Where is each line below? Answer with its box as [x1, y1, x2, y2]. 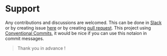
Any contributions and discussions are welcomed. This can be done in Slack [5, 19, 162, 25]
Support [5, 3, 40, 14]
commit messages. [5, 35, 44, 41]
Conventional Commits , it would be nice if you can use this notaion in [5, 30, 147, 36]
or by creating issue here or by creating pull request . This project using [5, 24, 151, 30]
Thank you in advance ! [17, 45, 66, 51]
